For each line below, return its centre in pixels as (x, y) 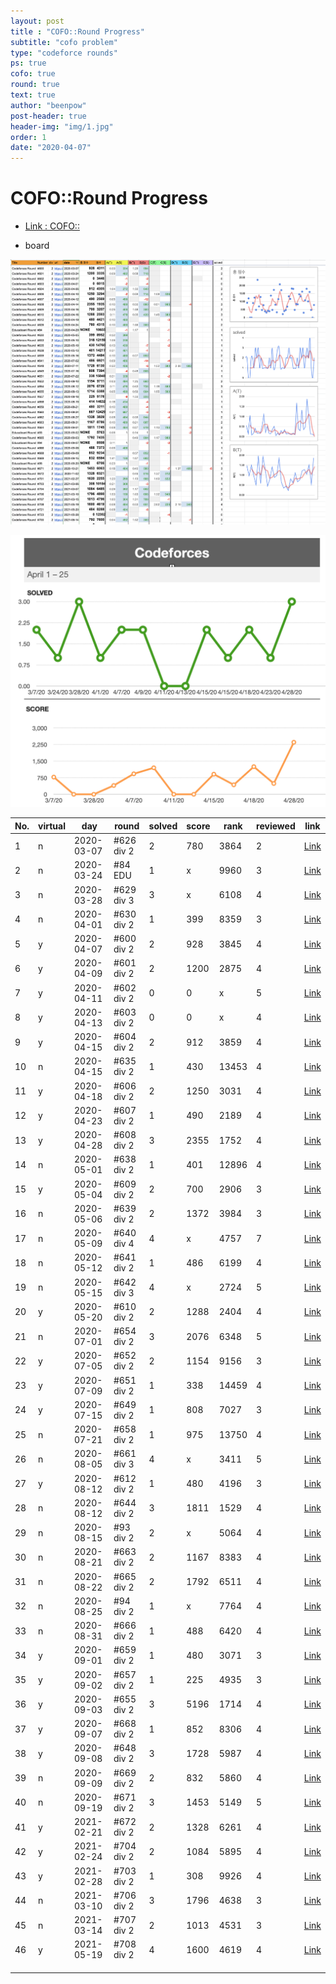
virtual (52, 826)
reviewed (276, 826)
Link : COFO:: (52, 226)
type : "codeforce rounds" (64, 53)
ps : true (28, 63)
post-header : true (48, 116)
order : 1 (28, 137)
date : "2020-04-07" (51, 148)
